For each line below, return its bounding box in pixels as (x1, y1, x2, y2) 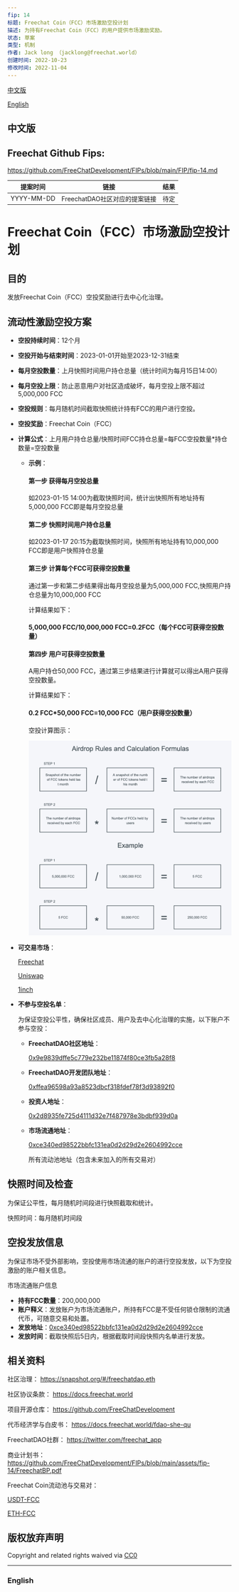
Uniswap (17, 971, 44, 979)
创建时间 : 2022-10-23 (7, 57, 68, 64)
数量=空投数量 (17, 443, 60, 453)
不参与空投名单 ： (17, 999, 68, 1008)
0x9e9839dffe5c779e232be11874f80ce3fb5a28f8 (28, 1053, 176, 1062)
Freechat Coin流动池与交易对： (7, 1481, 99, 1490)
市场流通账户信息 (7, 1281, 58, 1289)
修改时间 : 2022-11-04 (7, 64, 68, 71)
